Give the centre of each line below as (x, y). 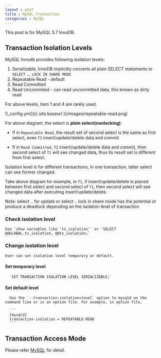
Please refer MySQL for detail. (35, 350)
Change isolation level (32, 245)
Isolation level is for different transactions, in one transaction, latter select (79, 167)
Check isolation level (30, 219)
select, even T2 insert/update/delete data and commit (65, 138)
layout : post (19, 9)
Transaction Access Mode (46, 338)
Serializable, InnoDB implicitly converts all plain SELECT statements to (82, 69)
